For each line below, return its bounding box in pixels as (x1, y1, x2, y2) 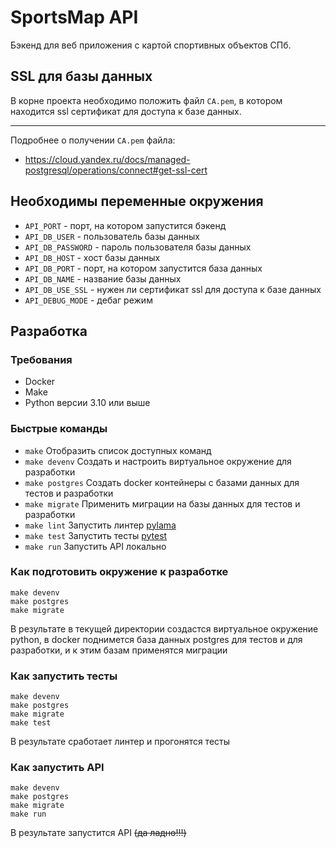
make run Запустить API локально (24, 540, 167, 552)
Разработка (10, 322, 88, 340)
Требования (10, 352, 73, 366)
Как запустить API (10, 761, 105, 775)
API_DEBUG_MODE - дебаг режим (24, 294, 153, 306)
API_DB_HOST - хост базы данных (24, 251, 161, 263)
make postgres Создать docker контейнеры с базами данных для (24, 476, 300, 488)
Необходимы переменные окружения (10, 193, 264, 210)
